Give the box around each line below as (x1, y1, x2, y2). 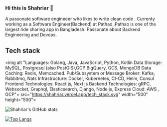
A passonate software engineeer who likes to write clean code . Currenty (5, 16, 156, 22)
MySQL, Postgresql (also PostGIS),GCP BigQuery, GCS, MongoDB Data (5, 65, 151, 71)
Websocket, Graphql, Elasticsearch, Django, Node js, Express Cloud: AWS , (5, 86, 160, 92)
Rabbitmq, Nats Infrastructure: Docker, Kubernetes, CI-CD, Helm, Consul (5, 75, 155, 81)
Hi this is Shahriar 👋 (5, 4, 54, 11)
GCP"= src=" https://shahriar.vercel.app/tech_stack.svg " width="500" (5, 91, 149, 97)
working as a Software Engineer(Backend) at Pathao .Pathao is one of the (5, 21, 156, 27)
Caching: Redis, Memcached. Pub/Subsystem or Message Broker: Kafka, (5, 70, 156, 76)
